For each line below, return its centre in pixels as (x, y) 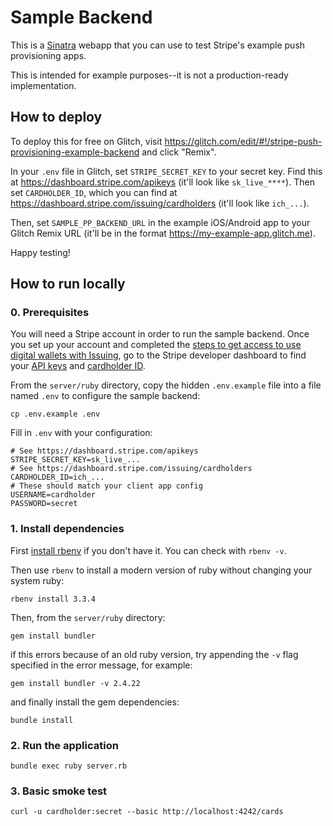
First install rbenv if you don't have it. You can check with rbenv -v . (148, 550)
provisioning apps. (48, 55)
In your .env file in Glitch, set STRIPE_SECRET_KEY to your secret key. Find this (166, 171)
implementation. (43, 85)
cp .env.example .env (55, 414)
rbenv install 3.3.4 (53, 599)
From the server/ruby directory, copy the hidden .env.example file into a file (166, 385)
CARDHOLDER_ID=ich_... (57, 477)
